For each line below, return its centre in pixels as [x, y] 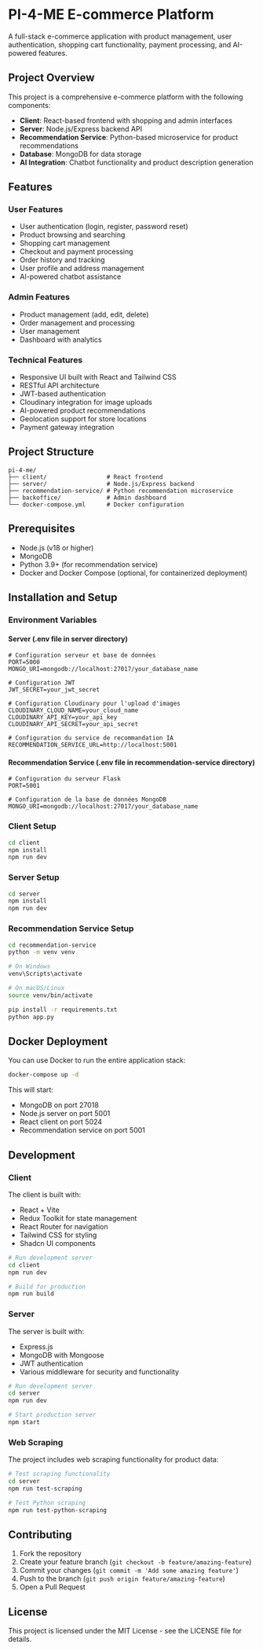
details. [20, 1639]
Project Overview [51, 78]
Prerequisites [42, 529]
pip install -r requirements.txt [63, 1010]
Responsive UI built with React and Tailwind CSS [98, 377]
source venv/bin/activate [50, 995]
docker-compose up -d [44, 1075]
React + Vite [40, 1210]
